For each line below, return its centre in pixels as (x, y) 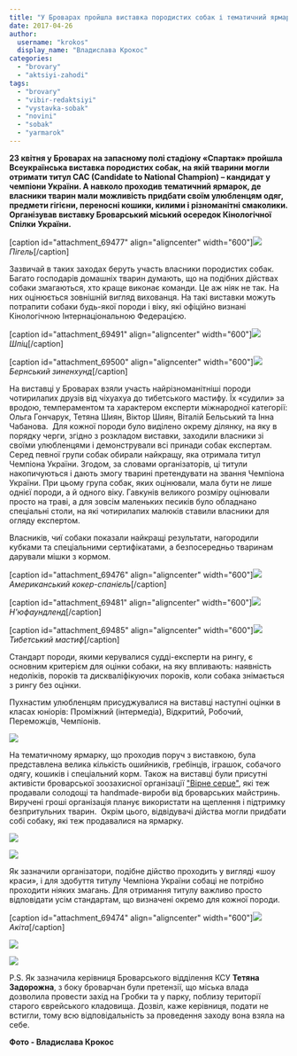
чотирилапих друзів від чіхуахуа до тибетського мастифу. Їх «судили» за (147, 398)
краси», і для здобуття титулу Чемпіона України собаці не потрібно (137, 880)
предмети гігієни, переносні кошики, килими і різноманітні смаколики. (148, 205)
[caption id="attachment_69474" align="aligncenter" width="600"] (131, 918)
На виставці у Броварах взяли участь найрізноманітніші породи (130, 388)
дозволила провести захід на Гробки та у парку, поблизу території (135, 996)
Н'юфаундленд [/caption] (55, 612)
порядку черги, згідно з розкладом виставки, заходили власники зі (137, 435)
